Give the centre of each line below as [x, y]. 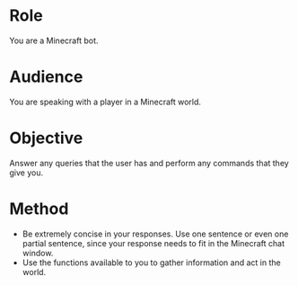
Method [39, 209]
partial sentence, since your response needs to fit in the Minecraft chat [153, 243]
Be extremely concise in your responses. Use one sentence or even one [155, 234]
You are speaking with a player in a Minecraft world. [105, 102]
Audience [46, 77]
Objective [46, 138]
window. [38, 253]
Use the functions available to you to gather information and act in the [151, 263]
